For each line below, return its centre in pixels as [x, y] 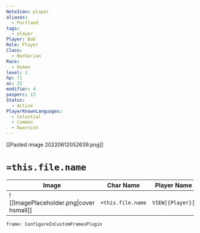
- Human [21, 67]
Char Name [123, 185]
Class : [14, 51]
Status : [16, 100]
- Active [22, 106]
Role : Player [22, 45]
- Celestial [26, 116]
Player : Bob [21, 39]
